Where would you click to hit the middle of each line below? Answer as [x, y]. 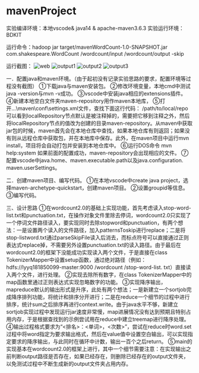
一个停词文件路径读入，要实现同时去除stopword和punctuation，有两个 [92, 222]
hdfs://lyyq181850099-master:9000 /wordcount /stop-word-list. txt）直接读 [99, 267]
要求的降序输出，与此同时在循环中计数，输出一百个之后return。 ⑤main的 [102, 341]
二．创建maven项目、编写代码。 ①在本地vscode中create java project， [95, 180]
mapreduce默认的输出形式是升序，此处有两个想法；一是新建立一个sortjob [97, 289]
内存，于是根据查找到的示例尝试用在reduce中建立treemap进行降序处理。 [100, 319]
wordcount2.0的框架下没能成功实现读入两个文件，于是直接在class [87, 252]
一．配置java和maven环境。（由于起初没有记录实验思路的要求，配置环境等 [96, 78]
